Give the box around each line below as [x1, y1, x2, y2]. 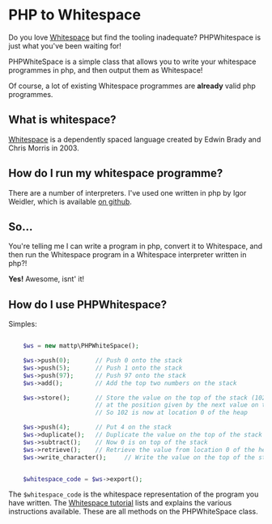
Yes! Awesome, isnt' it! [8, 274, 85, 284]
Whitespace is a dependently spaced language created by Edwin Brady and [8, 134, 261, 144]
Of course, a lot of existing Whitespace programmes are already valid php [8, 81, 257, 91]
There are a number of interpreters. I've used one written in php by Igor [8, 188, 247, 197]
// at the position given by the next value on [95, 401, 259, 409]
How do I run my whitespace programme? [8, 167, 223, 180]
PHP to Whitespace [8, 6, 142, 24]
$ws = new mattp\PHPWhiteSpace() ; [23, 342, 139, 350]
